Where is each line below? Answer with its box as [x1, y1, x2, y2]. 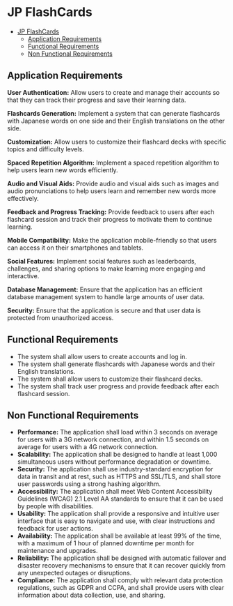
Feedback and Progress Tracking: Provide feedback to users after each [7, 207, 215, 216]
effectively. [7, 194, 40, 202]
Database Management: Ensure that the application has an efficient [7, 285, 203, 294]
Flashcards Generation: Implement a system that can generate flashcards [7, 109, 220, 117]
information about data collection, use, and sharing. [17, 591, 166, 600]
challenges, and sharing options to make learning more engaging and [7, 264, 207, 273]
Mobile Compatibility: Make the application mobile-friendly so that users [7, 236, 217, 244]
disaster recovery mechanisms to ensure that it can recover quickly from [17, 561, 226, 570]
